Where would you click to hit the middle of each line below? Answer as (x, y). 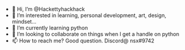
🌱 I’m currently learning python (50, 28)
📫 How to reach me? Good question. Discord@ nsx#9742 (83, 41)
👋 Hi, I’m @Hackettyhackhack (48, 9)
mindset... (24, 21)
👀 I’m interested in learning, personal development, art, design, (89, 15)
